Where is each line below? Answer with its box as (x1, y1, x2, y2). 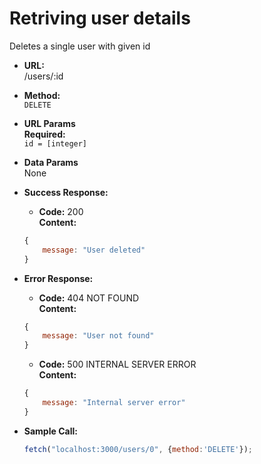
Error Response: (23, 272, 94, 284)
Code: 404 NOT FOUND (38, 292, 140, 304)
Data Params (23, 156, 79, 168)
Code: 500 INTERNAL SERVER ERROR (38, 358, 197, 371)
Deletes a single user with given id (9, 40, 151, 52)
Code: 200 (38, 205, 84, 217)
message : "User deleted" (42, 245, 146, 255)
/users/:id (23, 70, 64, 82)
